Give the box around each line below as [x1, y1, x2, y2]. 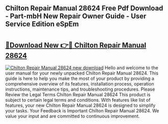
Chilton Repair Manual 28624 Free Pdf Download [5, 4, 163, 13]
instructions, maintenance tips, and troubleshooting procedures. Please [5, 86, 155, 92]
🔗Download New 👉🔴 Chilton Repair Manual [5, 40, 147, 50]
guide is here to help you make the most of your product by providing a [5, 75, 154, 81]
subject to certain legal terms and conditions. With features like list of [5, 97, 151, 103]
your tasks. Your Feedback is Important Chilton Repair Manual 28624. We [5, 108, 159, 113]
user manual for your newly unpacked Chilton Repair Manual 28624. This [5, 70, 159, 76]
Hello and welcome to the [104, 65, 159, 70]
